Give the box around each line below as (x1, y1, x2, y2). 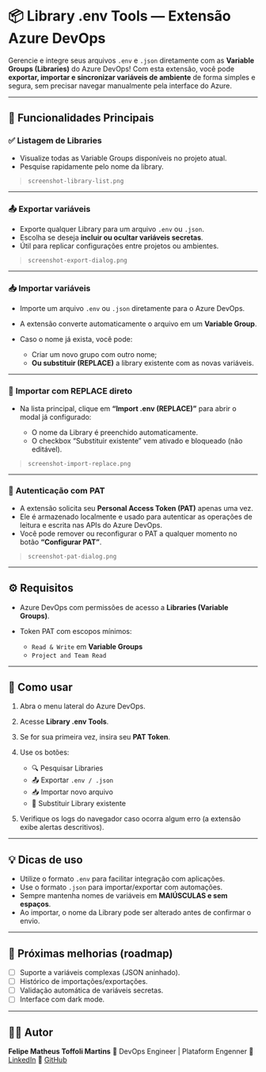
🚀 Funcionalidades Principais (8, 111, 154, 125)
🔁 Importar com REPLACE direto (8, 386, 133, 397)
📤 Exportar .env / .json (31, 775, 114, 785)
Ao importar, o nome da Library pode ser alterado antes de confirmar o (19, 908, 252, 917)
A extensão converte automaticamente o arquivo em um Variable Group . (19, 319, 257, 329)
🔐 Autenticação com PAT (8, 486, 105, 497)
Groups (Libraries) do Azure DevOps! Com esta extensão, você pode (8, 63, 235, 73)
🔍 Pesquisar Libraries (31, 763, 104, 773)
